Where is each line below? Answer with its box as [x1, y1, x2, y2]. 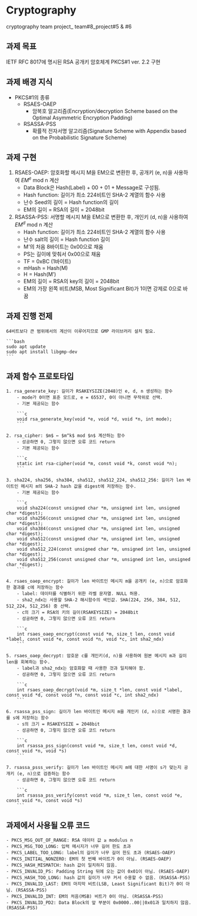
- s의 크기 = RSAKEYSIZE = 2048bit [16, 721, 100, 727]
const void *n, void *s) [6, 748, 67, 754]
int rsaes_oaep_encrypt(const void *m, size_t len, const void [16, 631, 175, 637]
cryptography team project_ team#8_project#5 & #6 [6, 23, 132, 30]
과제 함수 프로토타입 [6, 371, 74, 381]
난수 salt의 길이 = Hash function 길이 [23, 236, 111, 243]
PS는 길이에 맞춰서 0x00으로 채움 [23, 250, 101, 258]
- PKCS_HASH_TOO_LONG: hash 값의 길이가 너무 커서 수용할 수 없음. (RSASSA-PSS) [6, 875, 191, 881]
